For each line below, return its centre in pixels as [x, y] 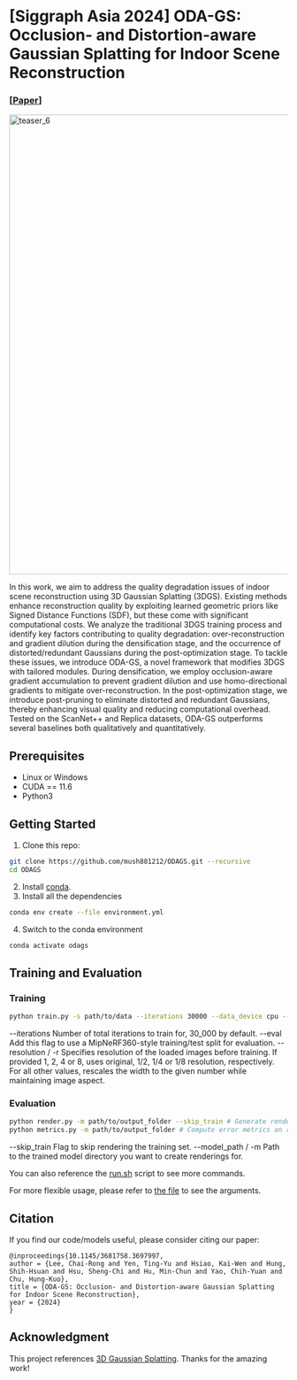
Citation [32, 1218]
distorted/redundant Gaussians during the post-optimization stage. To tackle [148, 653]
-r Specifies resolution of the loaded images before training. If [165, 1052]
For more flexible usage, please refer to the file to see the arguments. [135, 1191]
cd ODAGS [25, 869]
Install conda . [46, 886]
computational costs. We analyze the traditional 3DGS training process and [146, 625]
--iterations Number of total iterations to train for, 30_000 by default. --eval [145, 1034]
